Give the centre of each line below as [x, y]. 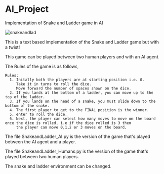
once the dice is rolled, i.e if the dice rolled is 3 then [68, 123]
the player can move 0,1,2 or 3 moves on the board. [71, 127]
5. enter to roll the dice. [39, 114]
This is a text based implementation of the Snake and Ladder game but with [82, 42]
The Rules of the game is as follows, [42, 66]
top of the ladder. [25, 97]
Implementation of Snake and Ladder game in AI [54, 23]
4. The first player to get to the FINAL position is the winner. [79, 110]
